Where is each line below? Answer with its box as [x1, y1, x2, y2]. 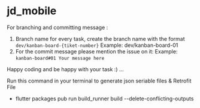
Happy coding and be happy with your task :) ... [7, 65, 125, 72]
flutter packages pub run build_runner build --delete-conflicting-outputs [15, 95, 194, 102]
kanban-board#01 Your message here [15, 55, 105, 61]
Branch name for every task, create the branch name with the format [15, 35, 185, 42]
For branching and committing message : [7, 24, 108, 31]
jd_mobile [7, 4, 57, 18]
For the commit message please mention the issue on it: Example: [15, 47, 178, 55]
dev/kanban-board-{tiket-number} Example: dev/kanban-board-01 [15, 42, 178, 49]
